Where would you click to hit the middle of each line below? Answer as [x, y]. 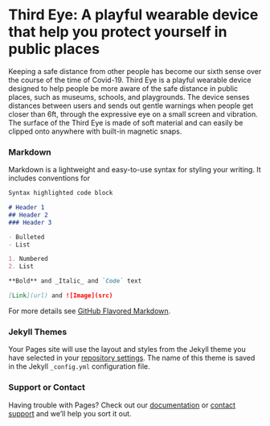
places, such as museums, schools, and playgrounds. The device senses [129, 97]
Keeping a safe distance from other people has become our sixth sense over [135, 71]
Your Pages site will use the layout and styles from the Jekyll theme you [127, 349]
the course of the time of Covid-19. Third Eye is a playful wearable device [130, 80]
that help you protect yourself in [118, 32]
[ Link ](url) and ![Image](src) [61, 296]
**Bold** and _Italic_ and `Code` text [75, 281]
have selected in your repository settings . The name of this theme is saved [132, 358]
